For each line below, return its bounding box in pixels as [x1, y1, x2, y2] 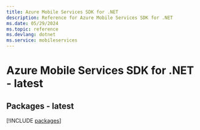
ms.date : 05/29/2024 [6, 20, 59, 26]
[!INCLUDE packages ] [6, 117, 62, 124]
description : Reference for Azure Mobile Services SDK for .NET [6, 15, 173, 21]
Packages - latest [6, 101, 74, 111]
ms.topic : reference [6, 26, 59, 32]
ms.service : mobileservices [6, 37, 78, 43]
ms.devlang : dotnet [6, 32, 56, 38]
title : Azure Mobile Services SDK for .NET [6, 9, 119, 15]
